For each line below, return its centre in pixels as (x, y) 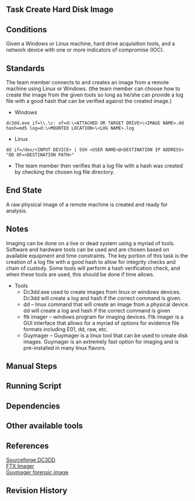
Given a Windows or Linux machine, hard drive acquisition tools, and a (90, 44)
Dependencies (33, 406)
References (27, 446)
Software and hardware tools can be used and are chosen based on (88, 249)
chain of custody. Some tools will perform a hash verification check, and (93, 268)
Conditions (27, 30)
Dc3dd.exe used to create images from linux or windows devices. (102, 291)
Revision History (37, 491)
